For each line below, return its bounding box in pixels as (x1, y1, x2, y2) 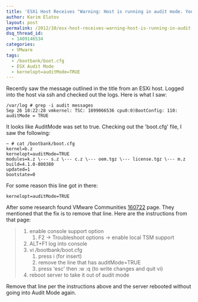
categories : (6, 42, 35, 48)
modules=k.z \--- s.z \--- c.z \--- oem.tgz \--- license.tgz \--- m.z (6, 157, 186, 162)
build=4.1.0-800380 (6, 161, 54, 168)
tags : (6, 52, 19, 58)
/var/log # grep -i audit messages (6, 102, 94, 109)
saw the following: (6, 130, 51, 137)
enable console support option (29, 228, 104, 235)
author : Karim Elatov (6, 14, 60, 20)
